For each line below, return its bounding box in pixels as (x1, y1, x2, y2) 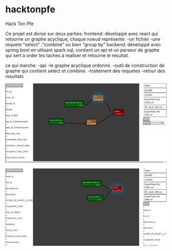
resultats (5, 73, 24, 79)
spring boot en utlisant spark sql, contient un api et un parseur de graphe (5, 47, 160, 53)
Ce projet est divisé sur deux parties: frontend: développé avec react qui (5, 30, 159, 36)
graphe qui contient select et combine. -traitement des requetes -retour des (5, 68, 165, 74)
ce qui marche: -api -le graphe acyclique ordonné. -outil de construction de (5, 62, 165, 68)
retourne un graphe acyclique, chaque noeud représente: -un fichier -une (5, 36, 161, 42)
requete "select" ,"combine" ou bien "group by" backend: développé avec (5, 41, 161, 47)
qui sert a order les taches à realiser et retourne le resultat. (5, 52, 130, 59)
